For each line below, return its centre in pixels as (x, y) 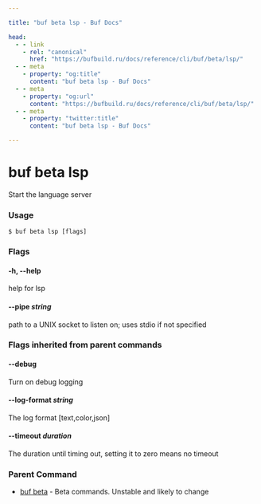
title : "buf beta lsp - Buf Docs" (66, 22)
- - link (30, 45)
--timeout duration (40, 436)
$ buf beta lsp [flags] (48, 232)
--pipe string (30, 306)
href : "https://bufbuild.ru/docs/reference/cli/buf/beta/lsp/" (136, 59)
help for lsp (27, 289)
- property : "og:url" (58, 96)
